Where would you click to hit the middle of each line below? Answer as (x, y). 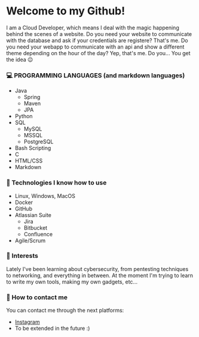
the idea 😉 (20, 59)
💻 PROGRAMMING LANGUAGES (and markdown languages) (96, 75)
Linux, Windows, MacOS (45, 195)
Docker (24, 202)
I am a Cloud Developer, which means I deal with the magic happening (93, 28)
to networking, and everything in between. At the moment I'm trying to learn (99, 275)
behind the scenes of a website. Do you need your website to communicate (99, 34)
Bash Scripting (33, 148)
